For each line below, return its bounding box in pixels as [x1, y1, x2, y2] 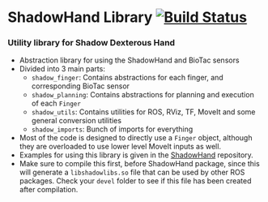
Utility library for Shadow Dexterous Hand [7, 37, 176, 49]
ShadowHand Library [7, 8, 153, 27]
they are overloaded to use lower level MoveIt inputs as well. [19, 142, 222, 152]
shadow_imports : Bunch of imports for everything [31, 124, 194, 134]
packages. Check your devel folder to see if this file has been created [19, 176, 252, 186]
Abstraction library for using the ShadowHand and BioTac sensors [19, 55, 240, 65]
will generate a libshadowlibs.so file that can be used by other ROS [19, 167, 245, 178]
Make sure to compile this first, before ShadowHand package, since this [19, 159, 260, 169]
